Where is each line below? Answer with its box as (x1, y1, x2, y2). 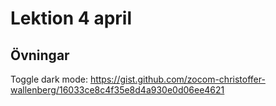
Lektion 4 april (10, 7, 133, 30)
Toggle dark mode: (10, 73, 88, 85)
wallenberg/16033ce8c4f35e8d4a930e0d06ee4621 (10, 84, 225, 96)
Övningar (10, 47, 70, 64)
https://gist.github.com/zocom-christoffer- (89, 73, 266, 85)
